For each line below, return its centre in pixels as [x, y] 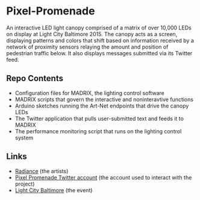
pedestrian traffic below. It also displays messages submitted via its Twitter [99, 53]
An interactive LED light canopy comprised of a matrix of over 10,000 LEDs [99, 28]
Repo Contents [35, 78]
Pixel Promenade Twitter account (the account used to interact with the [103, 177]
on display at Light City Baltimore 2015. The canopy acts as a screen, [92, 34]
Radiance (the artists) [42, 171]
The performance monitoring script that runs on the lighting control [98, 131]
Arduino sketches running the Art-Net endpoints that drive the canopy [102, 106]
